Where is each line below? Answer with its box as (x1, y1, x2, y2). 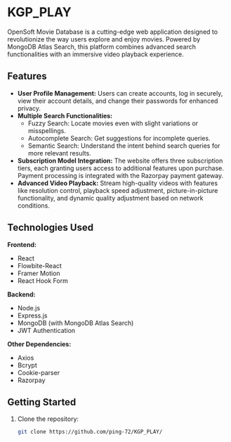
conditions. (17, 201, 51, 210)
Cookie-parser (17, 368, 60, 377)
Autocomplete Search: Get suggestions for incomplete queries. (27, 134, 211, 142)
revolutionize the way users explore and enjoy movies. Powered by (7, 34, 201, 43)
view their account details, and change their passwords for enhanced (17, 96, 218, 105)
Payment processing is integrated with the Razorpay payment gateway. (17, 171, 224, 179)
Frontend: (7, 240, 37, 248)
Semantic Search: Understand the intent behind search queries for (27, 141, 220, 150)
